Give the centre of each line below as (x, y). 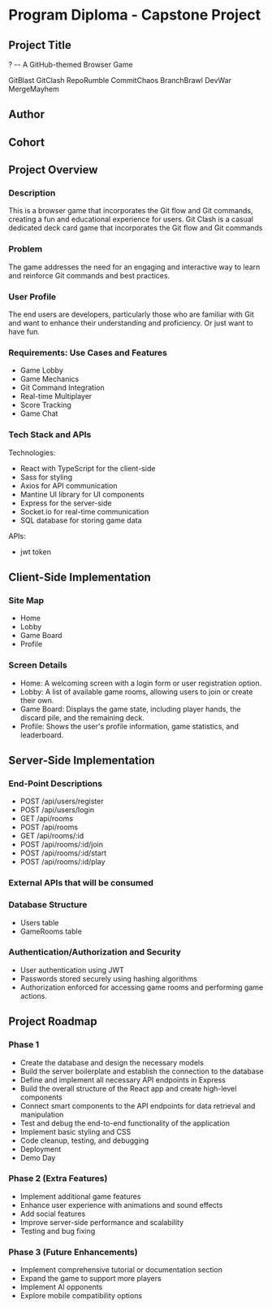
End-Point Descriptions (56, 783)
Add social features (53, 1214)
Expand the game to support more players (91, 1279)
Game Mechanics (50, 379)
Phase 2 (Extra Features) (58, 1179)
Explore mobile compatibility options (81, 1296)
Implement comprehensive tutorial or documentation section (121, 1270)
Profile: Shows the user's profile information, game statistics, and (130, 726)
